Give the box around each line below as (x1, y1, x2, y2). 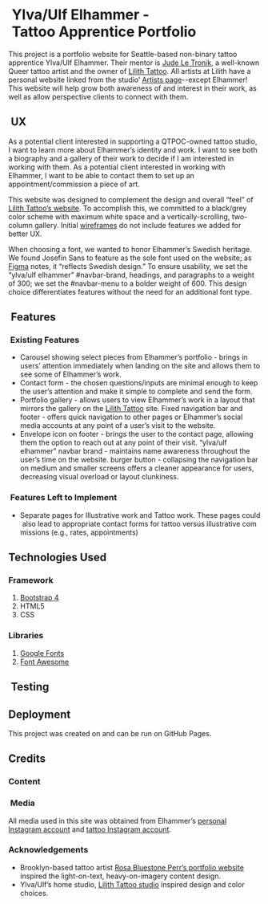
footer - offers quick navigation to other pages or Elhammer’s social (19, 412, 243, 422)
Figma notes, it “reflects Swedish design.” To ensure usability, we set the (8, 261, 248, 271)
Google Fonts (19, 648, 65, 658)
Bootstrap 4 (19, 592, 59, 603)
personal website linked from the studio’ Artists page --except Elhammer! (8, 75, 248, 84)
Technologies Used (8, 551, 106, 564)
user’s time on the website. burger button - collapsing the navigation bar (19, 455, 258, 465)
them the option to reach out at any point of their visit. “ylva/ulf (19, 438, 227, 447)
